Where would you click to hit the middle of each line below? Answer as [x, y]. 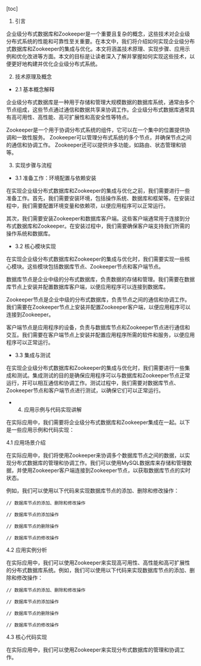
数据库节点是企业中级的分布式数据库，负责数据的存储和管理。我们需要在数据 [100, 279]
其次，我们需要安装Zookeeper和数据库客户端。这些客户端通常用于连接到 [96, 218]
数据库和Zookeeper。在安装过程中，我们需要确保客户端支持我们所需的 [103, 226]
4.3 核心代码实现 [27, 637]
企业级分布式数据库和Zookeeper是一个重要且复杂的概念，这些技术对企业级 [98, 34]
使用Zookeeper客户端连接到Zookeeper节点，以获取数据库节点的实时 [106, 470]
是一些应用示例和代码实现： [40, 430]
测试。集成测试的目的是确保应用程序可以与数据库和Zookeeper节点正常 [103, 375]
